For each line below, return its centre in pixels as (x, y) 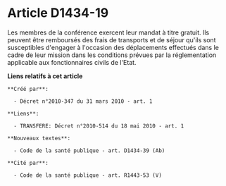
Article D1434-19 (58, 13)
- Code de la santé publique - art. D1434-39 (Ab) (89, 150)
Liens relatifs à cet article (45, 76)
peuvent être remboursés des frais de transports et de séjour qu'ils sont (112, 39)
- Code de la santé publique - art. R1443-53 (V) (88, 175)
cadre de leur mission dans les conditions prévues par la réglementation (112, 55)
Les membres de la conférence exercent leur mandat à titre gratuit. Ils (108, 32)
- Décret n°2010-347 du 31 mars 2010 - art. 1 (83, 101)
